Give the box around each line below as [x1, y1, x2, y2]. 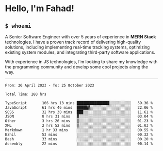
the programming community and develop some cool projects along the [5, 64, 148, 69]
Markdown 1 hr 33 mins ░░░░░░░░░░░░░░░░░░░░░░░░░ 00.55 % [5, 128, 153, 133]
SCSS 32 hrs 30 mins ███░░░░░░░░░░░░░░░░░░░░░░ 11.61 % [5, 110, 153, 115]
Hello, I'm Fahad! [5, 3, 74, 14]
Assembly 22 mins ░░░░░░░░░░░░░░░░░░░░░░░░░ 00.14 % [5, 141, 153, 146]
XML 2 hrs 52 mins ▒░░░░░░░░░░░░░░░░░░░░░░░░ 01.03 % [5, 123, 153, 128]
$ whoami [5, 22, 32, 29]
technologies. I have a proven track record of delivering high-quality [5, 39, 141, 45]
